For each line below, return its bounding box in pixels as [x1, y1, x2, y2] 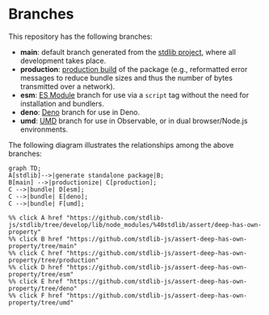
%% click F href [8, 292, 63, 300]
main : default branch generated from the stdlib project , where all [19, 47, 237, 57]
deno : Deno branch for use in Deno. [19, 107, 141, 117]
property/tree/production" [8, 256, 99, 264]
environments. [19, 124, 69, 134]
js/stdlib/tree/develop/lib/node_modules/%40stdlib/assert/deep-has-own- [8, 220, 263, 229]
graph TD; [8, 164, 42, 172]
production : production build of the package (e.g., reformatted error [19, 64, 248, 73]
